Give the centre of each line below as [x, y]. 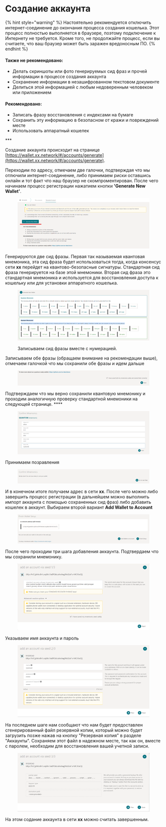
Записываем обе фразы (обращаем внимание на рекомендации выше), [82, 358]
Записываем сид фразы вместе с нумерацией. [67, 348]
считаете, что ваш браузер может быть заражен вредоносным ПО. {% [80, 43]
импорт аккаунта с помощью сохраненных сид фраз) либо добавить [78, 502]
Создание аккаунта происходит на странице [53, 150]
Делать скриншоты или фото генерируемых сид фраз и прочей [80, 71]
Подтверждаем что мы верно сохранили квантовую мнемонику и [75, 393]
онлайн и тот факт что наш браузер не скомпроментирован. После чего [82, 181]
